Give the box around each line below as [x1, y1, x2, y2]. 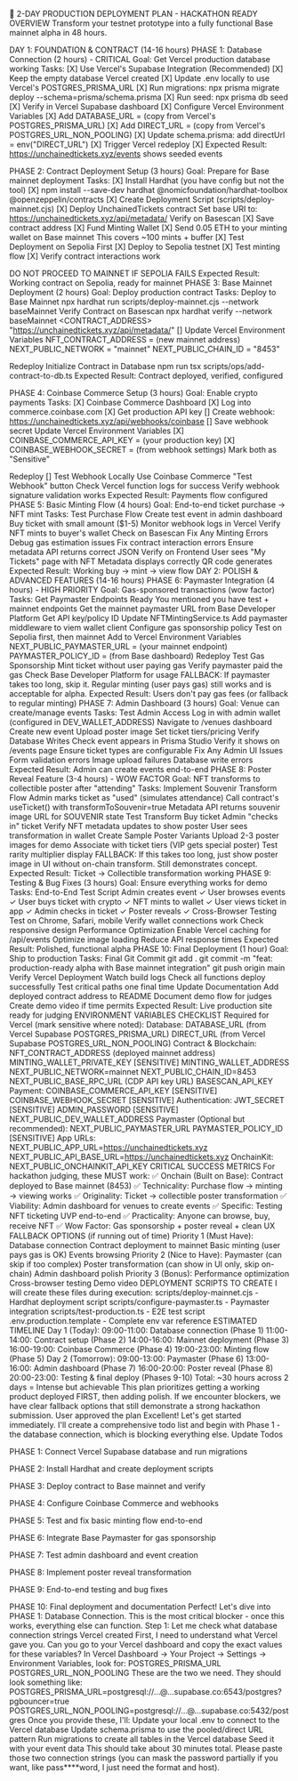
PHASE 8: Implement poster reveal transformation [9, 1567, 192, 1577]
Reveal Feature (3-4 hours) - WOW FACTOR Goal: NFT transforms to [9, 774, 261, 784]
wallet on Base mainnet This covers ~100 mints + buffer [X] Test [9, 232, 245, 242]
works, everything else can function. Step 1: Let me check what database [9, 1620, 278, 1631]
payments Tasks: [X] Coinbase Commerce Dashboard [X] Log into [9, 397, 252, 407]
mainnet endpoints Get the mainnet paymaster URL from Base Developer [9, 603, 276, 614]
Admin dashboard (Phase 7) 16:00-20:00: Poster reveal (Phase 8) [34, 1363, 274, 1374]
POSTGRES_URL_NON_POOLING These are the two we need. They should [9, 1668, 282, 1678]
